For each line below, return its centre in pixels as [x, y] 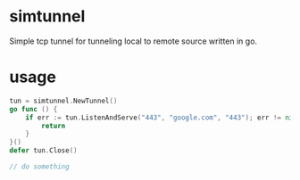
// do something [39, 167]
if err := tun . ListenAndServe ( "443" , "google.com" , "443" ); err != [153, 118]
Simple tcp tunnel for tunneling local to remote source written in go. [133, 41]
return [54, 126]
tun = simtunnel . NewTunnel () [63, 101]
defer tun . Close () [43, 151]
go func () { [33, 109]
